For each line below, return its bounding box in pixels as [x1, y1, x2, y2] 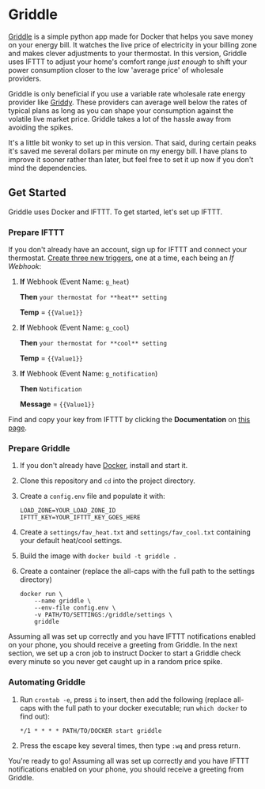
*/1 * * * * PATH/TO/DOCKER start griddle [19, 727, 162, 734]
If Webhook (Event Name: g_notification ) [19, 369, 158, 379]
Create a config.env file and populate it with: [19, 492, 166, 501]
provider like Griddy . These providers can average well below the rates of [8, 97, 248, 107]
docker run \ [19, 591, 63, 598]
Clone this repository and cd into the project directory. [19, 476, 195, 485]
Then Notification [19, 384, 82, 394]
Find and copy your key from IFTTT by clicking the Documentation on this [8, 415, 251, 425]
